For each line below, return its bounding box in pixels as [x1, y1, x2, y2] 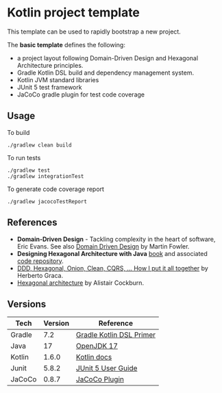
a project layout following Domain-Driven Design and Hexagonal [16, 53, 199, 62]
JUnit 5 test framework [16, 83, 82, 91]
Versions [7, 298, 47, 309]
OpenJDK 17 [75, 341, 119, 351]
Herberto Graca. [16, 271, 64, 279]
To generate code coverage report [7, 185, 105, 193]
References [7, 217, 58, 229]
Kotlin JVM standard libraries [16, 75, 99, 84]
